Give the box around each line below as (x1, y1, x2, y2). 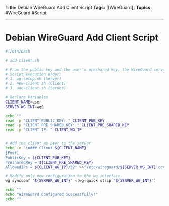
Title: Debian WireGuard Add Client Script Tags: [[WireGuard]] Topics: (5, 5, 152, 10)
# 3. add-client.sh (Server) (5, 86, 66, 91)
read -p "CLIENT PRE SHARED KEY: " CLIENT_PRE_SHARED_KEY (5, 123, 129, 128)
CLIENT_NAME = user (5, 99, 42, 105)
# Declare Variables (5, 95, 49, 100)
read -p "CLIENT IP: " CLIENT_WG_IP (5, 127, 82, 133)
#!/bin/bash (5, 48, 30, 54)
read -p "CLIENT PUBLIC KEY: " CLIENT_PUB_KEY (5, 118, 105, 123)
